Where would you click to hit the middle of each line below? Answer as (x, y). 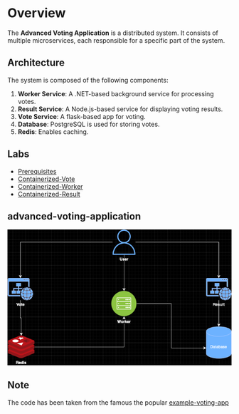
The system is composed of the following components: (88, 80)
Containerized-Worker (50, 186)
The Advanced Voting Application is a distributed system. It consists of (113, 33)
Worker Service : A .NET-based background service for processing (116, 93)
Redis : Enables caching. (53, 131)
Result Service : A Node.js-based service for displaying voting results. (120, 109)
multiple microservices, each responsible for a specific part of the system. (116, 40)
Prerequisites (37, 171)
